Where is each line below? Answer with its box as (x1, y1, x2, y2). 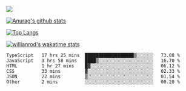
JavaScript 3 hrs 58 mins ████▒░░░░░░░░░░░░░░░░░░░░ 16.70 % (6, 58, 181, 64)
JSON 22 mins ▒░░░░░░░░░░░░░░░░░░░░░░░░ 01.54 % (6, 73, 181, 79)
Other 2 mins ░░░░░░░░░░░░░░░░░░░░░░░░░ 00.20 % (6, 79, 181, 85)
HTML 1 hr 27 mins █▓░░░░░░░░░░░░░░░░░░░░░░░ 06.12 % (6, 63, 181, 69)
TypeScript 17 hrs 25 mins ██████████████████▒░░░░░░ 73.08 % (6, 52, 181, 58)
